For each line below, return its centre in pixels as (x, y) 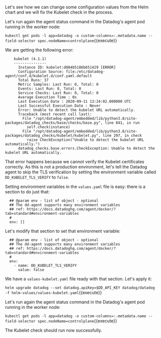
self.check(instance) (48, 127)
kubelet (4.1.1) (30, 59)
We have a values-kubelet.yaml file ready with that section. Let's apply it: (78, 279)
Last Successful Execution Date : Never (59, 106)
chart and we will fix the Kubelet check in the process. (59, 12)
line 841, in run (122, 123)
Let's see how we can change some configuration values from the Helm (77, 7)
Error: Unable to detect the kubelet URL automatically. (77, 110)
